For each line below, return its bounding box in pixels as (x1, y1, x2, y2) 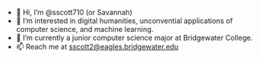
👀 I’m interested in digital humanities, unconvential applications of (15, 16, 233, 26)
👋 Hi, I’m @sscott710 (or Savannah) (15, 8, 133, 17)
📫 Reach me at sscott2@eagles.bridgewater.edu (15, 42, 179, 51)
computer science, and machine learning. (15, 25, 154, 33)
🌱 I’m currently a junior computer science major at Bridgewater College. (15, 33, 253, 42)
